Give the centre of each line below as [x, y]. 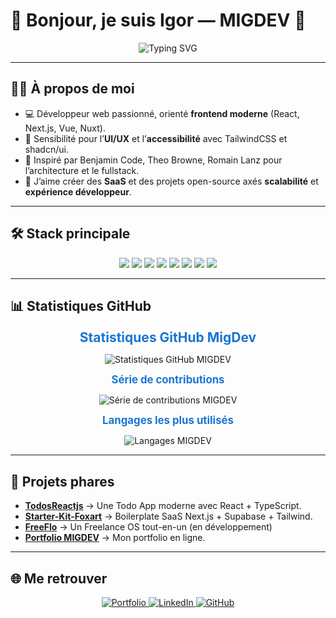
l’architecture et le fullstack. [82, 170]
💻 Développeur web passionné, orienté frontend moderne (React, [162, 113]
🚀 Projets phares [62, 481]
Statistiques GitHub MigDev [168, 337]
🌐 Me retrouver [59, 578]
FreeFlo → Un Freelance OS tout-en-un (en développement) [148, 527]
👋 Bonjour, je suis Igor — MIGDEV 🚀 [158, 20]
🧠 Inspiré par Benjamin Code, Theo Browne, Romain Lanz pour [153, 160]
